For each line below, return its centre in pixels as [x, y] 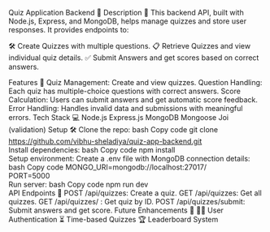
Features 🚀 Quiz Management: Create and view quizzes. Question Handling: [135, 82]
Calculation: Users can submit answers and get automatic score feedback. [133, 100]
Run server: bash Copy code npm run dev [78, 184]
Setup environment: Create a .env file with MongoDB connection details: [129, 159]
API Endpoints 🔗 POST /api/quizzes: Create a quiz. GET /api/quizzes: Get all [135, 193]
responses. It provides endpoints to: [69, 30]
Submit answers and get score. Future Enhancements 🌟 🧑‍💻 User [116, 210]
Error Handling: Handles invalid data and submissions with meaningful [126, 108]
